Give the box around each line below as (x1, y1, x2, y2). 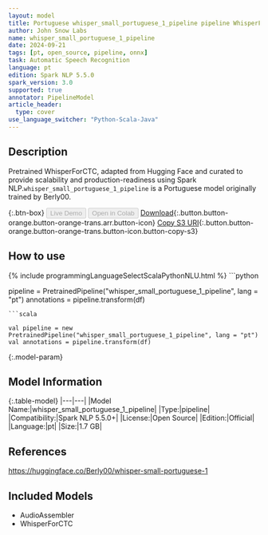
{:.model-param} (8, 352, 64, 362)
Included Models (8, 489, 93, 503)
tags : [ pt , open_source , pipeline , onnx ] (8, 49, 148, 57)
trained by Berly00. (8, 192, 72, 201)
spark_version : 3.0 (8, 78, 73, 86)
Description (8, 145, 68, 159)
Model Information (8, 374, 103, 388)
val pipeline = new (8, 324, 73, 332)
